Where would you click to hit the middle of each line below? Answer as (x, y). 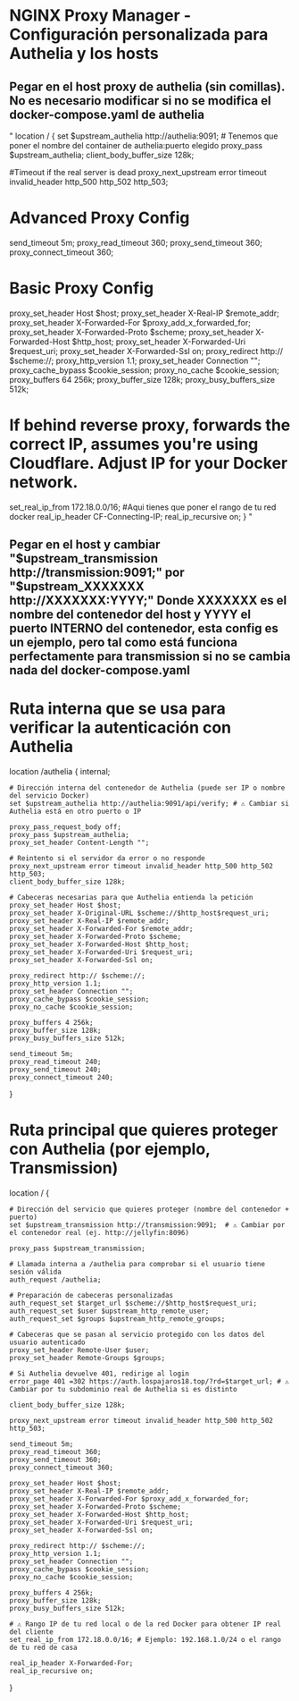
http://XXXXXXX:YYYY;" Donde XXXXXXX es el (148, 601)
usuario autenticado (48, 1342)
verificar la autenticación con (120, 728)
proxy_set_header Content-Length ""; (79, 843)
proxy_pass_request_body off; (66, 827)
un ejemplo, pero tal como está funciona (124, 643)
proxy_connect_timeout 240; (62, 1078)
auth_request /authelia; (55, 1280)
